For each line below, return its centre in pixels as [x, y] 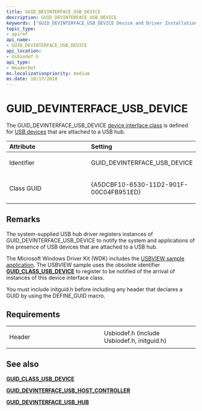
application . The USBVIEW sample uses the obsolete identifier [83, 265]
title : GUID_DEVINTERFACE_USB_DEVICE [54, 12]
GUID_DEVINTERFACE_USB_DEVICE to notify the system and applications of [101, 240]
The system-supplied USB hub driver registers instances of [80, 234]
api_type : [19, 62]
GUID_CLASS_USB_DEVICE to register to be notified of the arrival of [91, 271]
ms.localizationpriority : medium [48, 73]
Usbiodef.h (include [132, 333]
